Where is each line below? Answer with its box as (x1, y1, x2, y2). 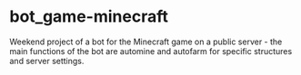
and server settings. (9, 55, 85, 66)
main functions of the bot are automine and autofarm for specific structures (9, 45, 293, 56)
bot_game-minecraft (9, 6, 168, 27)
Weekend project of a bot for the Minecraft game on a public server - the (9, 36, 283, 47)
